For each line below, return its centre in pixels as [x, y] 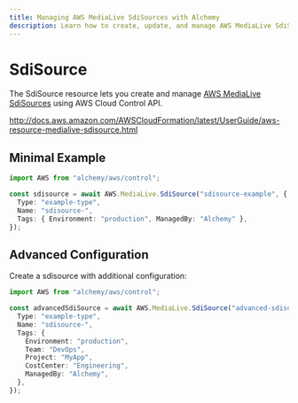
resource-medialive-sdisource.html [74, 130]
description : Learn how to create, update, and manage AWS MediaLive [141, 26]
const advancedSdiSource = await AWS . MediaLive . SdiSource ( [121, 308]
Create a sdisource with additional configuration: [98, 276]
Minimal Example [58, 157]
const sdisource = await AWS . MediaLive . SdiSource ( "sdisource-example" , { [149, 194]
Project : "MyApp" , [59, 358]
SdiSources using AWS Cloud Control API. [86, 104]
